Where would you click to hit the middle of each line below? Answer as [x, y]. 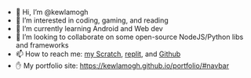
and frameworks [42, 45]
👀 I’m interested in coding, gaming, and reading [92, 20]
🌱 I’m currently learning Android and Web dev [89, 28]
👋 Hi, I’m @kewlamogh [52, 12]
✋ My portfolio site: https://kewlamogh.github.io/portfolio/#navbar [122, 66]
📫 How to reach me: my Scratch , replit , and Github [98, 54]
